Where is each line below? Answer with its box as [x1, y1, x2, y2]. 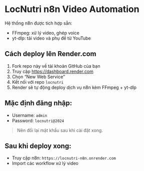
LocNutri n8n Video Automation [4, 4, 139, 15]
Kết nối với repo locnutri [11, 79, 63, 85]
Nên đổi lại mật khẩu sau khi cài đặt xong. [16, 127, 103, 133]
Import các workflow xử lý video [11, 160, 78, 166]
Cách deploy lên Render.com [4, 50, 96, 58]
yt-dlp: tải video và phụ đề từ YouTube [11, 35, 91, 41]
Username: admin [11, 112, 47, 118]
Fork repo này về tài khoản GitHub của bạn [11, 63, 100, 69]
